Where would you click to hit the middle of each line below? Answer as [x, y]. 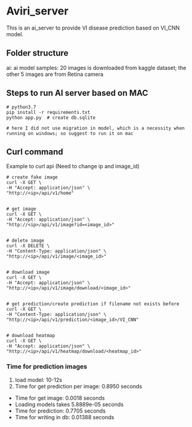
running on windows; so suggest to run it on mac [70, 133]
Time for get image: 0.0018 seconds [60, 398]
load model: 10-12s [38, 380]
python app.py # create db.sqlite [51, 118]
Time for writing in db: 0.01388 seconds [65, 417]
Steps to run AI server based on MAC [77, 93]
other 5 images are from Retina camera [55, 74]
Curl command [35, 152]
